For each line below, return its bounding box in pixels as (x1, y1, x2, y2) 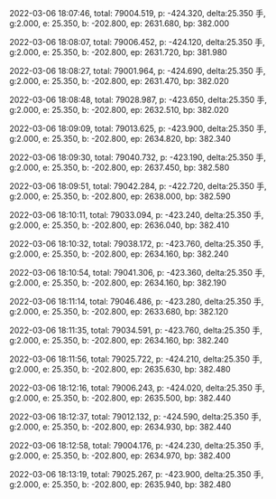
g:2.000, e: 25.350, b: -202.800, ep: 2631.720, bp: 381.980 (9, 47, 227, 57)
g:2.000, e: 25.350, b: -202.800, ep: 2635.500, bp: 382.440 (9, 392, 232, 403)
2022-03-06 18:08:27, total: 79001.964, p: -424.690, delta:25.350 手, (9, 66, 266, 76)
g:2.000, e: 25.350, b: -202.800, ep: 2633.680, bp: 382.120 (9, 306, 228, 316)
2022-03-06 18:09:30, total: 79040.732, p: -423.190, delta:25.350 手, (9, 152, 266, 163)
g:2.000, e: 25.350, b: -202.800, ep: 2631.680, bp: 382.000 (9, 18, 230, 29)
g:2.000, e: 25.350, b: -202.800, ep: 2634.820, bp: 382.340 (9, 134, 232, 144)
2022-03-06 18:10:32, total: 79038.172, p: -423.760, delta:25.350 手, (9, 239, 264, 249)
